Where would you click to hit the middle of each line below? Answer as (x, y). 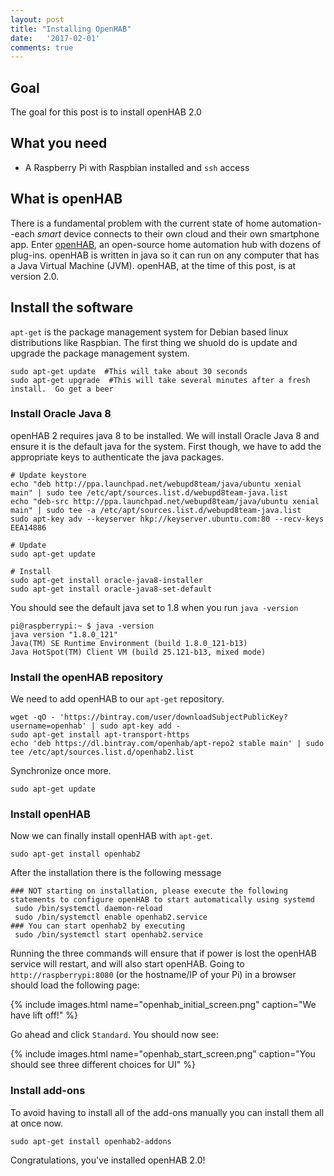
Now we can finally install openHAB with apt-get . (111, 836)
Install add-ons (48, 1091)
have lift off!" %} (44, 1015)
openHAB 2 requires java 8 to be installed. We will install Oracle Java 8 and (165, 435)
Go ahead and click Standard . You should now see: (114, 1035)
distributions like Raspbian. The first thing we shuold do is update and (154, 342)
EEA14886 (28, 527)
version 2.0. (35, 276)
